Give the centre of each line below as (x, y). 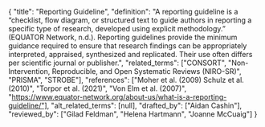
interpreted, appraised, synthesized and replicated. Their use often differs (130, 54)
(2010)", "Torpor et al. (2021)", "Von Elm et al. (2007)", (98, 88)
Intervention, (29, 71)
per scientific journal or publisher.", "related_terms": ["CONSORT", (117, 63)
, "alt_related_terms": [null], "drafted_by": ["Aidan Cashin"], (145, 105)
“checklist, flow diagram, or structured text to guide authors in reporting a (130, 20)
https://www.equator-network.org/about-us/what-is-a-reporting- (119, 97)
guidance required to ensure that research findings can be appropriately (128, 46)
